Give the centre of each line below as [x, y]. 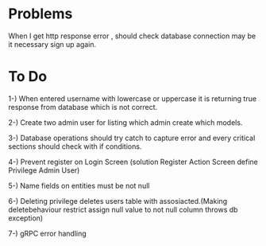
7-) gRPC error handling [48, 233]
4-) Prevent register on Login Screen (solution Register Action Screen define [133, 162]
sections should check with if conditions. [75, 146]
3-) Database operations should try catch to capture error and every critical [132, 138]
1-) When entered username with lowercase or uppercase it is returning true [132, 98]
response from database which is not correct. [83, 107]
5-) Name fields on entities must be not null [79, 185]
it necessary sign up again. [52, 44]
